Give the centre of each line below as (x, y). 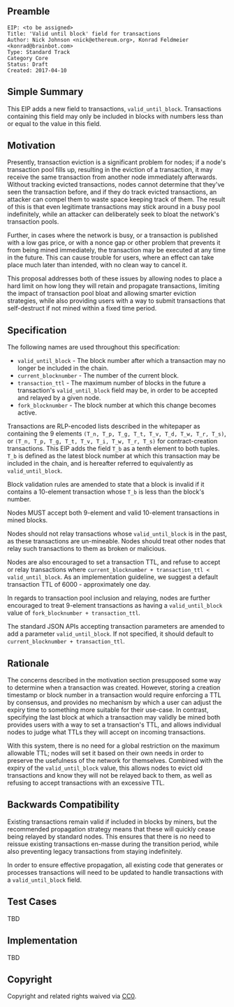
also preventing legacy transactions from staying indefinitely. (95, 851)
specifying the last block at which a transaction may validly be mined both (114, 717)
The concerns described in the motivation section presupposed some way (114, 680)
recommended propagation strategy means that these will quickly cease (111, 829)
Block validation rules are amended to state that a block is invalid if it (106, 485)
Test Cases (32, 902)
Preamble (29, 12)
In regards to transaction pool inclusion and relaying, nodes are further (109, 598)
